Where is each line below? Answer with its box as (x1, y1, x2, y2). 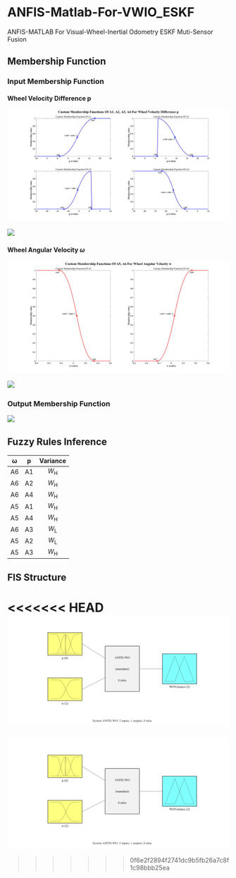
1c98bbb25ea (130, 864, 170, 872)
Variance (39, 457, 67, 465)
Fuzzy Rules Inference (7, 436, 108, 448)
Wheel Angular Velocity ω (7, 246, 85, 254)
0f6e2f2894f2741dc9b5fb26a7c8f (130, 856, 230, 865)
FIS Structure (7, 571, 67, 583)
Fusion (7, 35, 27, 43)
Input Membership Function (7, 77, 104, 87)
